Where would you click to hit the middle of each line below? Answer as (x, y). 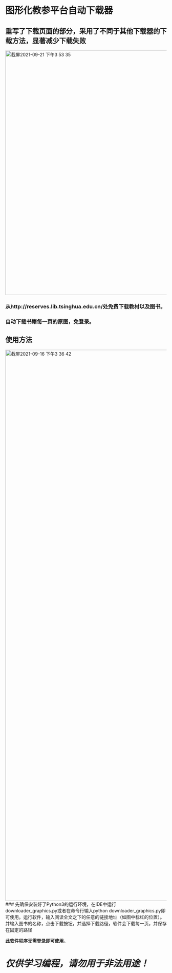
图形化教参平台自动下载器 (59, 11)
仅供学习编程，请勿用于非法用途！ (77, 963)
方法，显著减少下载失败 (49, 41)
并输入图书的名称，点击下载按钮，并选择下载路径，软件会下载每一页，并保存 (86, 923)
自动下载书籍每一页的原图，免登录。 (50, 321)
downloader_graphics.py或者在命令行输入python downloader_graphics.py (83, 910)
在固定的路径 (19, 930)
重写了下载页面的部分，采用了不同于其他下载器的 (83, 31)
